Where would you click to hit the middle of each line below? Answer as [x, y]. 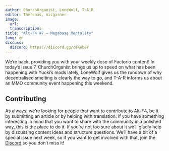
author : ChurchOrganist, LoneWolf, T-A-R [49, 10]
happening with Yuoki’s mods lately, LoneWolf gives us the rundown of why [84, 72]
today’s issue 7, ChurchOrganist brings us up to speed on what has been [80, 67]
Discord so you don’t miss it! [35, 143]
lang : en [14, 38]
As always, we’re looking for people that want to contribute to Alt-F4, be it [82, 111]
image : [12, 19]
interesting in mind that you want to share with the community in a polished [83, 122]
